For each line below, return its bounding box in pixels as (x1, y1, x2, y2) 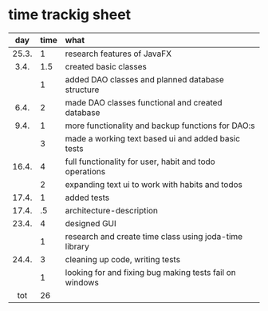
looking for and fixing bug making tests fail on (65, 266, 237, 277)
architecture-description (65, 205, 158, 216)
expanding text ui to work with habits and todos (65, 178, 243, 189)
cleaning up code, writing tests (65, 253, 181, 265)
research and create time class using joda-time (65, 230, 243, 241)
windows (65, 277, 100, 288)
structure (65, 84, 100, 95)
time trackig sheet (8, 6, 132, 24)
